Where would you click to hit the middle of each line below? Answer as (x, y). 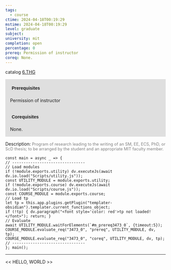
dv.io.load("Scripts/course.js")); (43, 190)
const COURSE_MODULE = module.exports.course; (55, 194)
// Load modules (22, 167)
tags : (11, 10)
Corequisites (25, 117)
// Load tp (17, 198)
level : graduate (22, 29)
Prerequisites (26, 88)
